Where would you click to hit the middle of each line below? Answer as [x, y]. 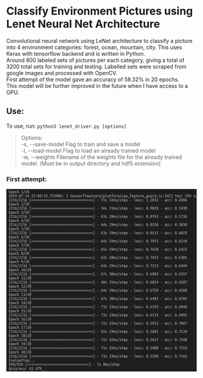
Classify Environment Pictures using [100, 11]
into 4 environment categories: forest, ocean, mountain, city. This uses [94, 47]
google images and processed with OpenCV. [62, 73]
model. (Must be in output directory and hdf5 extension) [91, 163]
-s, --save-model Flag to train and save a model [81, 144]
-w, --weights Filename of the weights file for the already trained [101, 157]
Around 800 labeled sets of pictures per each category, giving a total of [95, 60]
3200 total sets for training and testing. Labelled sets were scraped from [96, 66]
